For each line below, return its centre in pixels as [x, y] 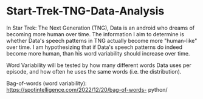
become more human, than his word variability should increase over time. [98, 53]
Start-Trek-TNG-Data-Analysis [85, 11]
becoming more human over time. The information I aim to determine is [95, 34]
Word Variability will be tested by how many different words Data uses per [99, 65]
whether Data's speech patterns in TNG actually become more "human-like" [102, 40]
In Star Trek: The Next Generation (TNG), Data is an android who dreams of [101, 28]
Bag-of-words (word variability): [46, 83]
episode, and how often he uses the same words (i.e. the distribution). [94, 71]
